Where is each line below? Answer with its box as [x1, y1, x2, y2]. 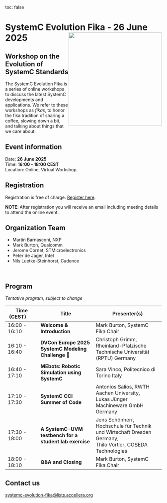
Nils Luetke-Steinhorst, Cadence [12, 258, 80, 264]
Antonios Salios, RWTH [95, 383, 150, 390]
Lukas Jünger [95, 396, 128, 403]
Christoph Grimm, [95, 336, 137, 343]
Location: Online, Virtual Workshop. [5, 166, 78, 172]
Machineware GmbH [95, 402, 144, 409]
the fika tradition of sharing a [5, 113, 65, 119]
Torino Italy [95, 372, 122, 379]
